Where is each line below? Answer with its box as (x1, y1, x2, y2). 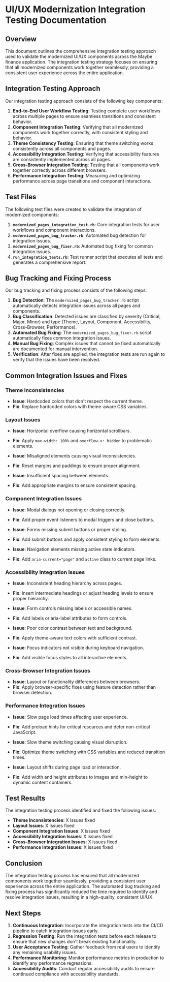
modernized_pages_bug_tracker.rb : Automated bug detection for (12, 232, 146, 238)
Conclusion (5, 859, 43, 868)
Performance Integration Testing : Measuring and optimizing (12, 172, 141, 178)
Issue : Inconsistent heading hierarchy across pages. (12, 580, 123, 587)
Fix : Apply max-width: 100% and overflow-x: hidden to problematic (12, 438, 152, 444)
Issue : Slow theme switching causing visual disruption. (12, 739, 128, 745)
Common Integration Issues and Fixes (5, 371, 127, 380)
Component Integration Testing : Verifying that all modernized (12, 124, 143, 130)
